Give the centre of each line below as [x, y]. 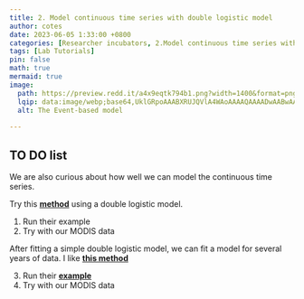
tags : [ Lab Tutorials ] [52, 51]
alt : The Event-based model [71, 110]
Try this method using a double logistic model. [96, 203]
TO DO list [38, 155]
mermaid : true [36, 77]
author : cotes [36, 26]
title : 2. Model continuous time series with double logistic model [141, 18]
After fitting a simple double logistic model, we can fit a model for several [146, 248]
